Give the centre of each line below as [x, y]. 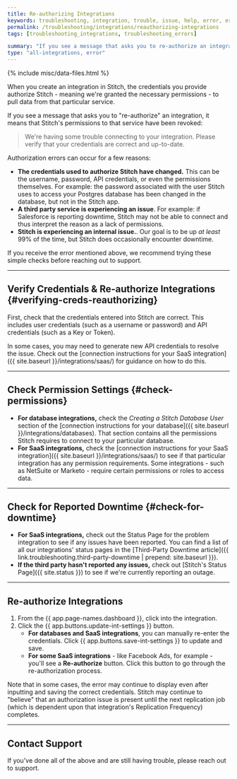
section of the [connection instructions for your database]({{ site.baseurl [123, 426]
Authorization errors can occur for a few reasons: [79, 158]
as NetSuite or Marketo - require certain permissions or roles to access [121, 470]
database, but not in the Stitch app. [68, 201]
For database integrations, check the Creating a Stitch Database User [121, 418]
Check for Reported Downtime [75, 507]
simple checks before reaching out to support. [75, 260]
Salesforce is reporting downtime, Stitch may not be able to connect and [123, 217]
